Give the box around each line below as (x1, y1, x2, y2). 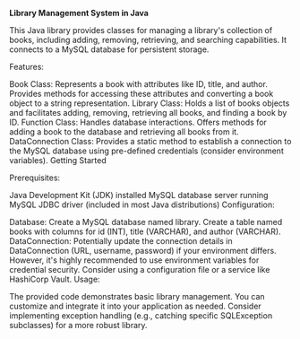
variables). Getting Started (9, 155, 107, 165)
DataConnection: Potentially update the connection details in (9, 236, 233, 246)
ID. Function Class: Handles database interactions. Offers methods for (9, 117, 267, 127)
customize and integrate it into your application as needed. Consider (9, 300, 261, 311)
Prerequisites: (9, 172, 61, 183)
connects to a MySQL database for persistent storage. (9, 44, 210, 55)
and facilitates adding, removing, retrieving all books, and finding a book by (9, 108, 287, 117)
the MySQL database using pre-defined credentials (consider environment (9, 145, 284, 156)
